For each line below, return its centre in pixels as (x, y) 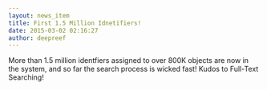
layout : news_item (39, 16)
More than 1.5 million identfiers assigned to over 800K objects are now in (129, 61)
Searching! (26, 77)
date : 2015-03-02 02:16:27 (53, 30)
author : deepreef (37, 38)
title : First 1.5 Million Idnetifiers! (75, 23)
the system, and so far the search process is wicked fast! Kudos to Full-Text (133, 69)
